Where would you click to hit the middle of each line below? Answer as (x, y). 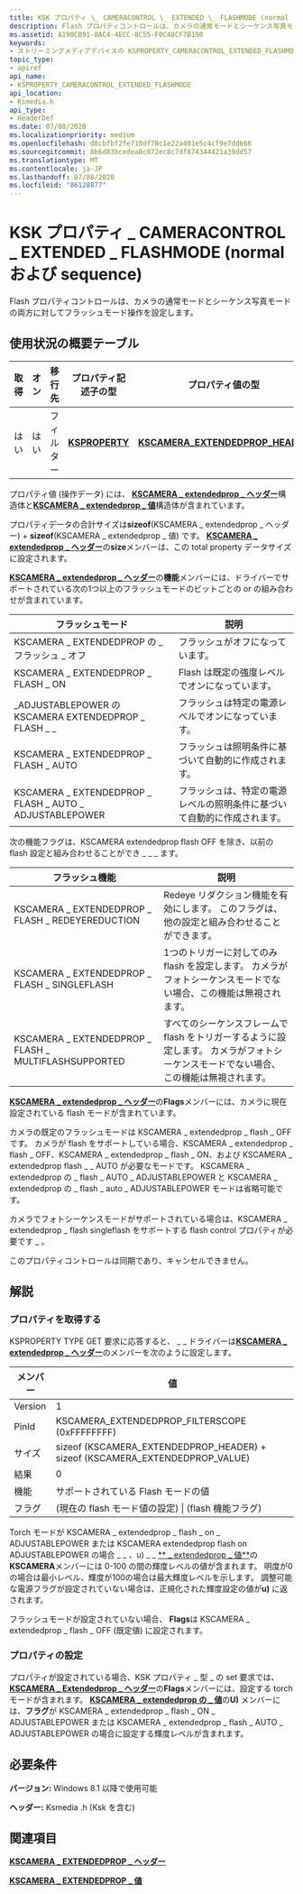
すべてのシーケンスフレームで (226, 1023)
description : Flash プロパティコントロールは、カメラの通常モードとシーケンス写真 (148, 26)
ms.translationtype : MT (54, 160)
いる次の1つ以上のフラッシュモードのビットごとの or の (159, 588)
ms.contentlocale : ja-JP (56, 169)
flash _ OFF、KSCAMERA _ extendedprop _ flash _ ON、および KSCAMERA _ (151, 1154)
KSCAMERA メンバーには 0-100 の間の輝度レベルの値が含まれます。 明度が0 (151, 1566)
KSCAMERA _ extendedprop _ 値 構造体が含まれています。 (141, 505)
